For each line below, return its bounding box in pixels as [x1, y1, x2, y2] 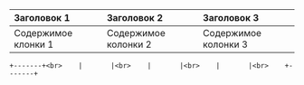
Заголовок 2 [107, 12, 164, 24]
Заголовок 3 [203, 12, 260, 24]
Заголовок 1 [14, 12, 71, 24]
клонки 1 [14, 38, 54, 51]
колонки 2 [107, 38, 152, 51]
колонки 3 [203, 38, 249, 51]
